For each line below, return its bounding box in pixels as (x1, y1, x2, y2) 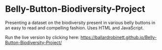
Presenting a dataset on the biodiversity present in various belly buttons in (5, 20, 156, 25)
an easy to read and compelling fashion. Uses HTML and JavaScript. (5, 25, 144, 30)
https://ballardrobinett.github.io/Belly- (80, 34, 157, 40)
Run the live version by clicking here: (5, 34, 80, 40)
